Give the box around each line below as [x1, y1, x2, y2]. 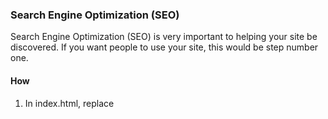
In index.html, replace [24, 97, 115, 109]
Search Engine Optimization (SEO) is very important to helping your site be [10, 31, 318, 43]
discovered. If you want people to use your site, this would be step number [10, 41, 319, 53]
